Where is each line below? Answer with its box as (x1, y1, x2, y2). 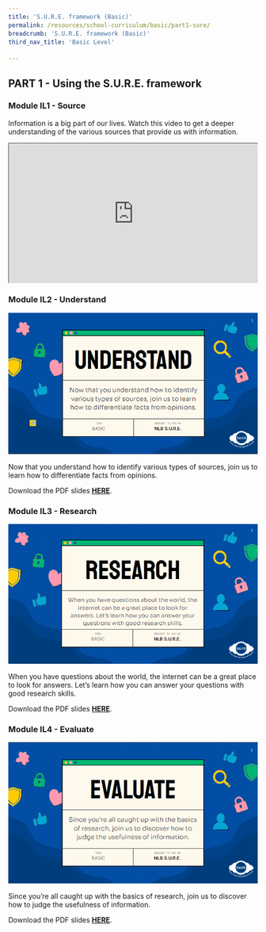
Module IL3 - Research (8, 505, 97, 516)
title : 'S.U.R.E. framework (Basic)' (8, 13, 133, 21)
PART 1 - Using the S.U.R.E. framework (8, 76, 202, 90)
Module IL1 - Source (8, 100, 85, 111)
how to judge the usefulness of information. (8, 899, 150, 909)
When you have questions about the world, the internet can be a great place (8, 671, 256, 681)
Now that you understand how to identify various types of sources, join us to (8, 462, 258, 471)
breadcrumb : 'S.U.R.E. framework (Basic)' (8, 29, 150, 37)
